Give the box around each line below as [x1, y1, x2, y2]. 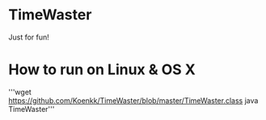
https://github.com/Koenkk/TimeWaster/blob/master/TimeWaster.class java [8, 95, 259, 106]
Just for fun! [8, 32, 50, 42]
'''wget [8, 87, 32, 97]
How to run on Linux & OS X [8, 60, 196, 79]
